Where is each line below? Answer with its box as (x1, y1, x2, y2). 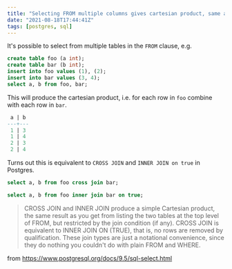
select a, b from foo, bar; (7, 81, 88, 88)
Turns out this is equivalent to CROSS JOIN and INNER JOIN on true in (7, 159, 200, 166)
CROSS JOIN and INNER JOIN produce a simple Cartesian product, (23, 204, 215, 212)
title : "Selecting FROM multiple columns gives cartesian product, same (7, 10, 221, 17)
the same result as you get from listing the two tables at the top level (23, 211, 220, 219)
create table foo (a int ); (7, 55, 85, 62)
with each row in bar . (7, 101, 67, 109)
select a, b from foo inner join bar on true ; (7, 191, 144, 199)
